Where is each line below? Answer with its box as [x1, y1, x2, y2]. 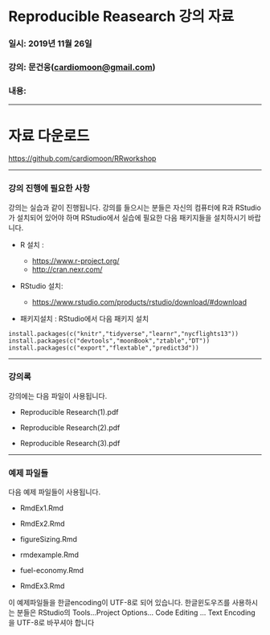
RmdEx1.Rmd [19, 503, 64, 513]
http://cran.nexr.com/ [31, 264, 103, 274]
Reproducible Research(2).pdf [19, 423, 121, 432]
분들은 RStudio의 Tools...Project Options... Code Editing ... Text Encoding [16, 608, 256, 617]
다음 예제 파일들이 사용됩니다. [8, 487, 101, 497]
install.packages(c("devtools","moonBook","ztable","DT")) [8, 337, 211, 345]
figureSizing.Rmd [19, 535, 78, 544]
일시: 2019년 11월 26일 [8, 38, 92, 49]
